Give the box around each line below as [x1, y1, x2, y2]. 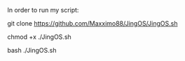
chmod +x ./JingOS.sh [7, 33, 71, 41]
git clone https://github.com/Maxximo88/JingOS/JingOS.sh [7, 19, 178, 27]
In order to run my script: [7, 6, 79, 14]
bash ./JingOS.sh [7, 46, 57, 54]
